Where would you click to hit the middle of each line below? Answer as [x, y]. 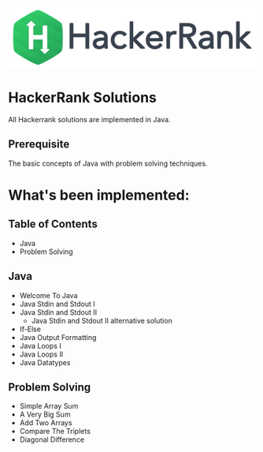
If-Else [30, 329]
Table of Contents [53, 224]
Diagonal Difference [52, 439]
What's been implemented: [99, 195]
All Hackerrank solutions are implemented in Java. [89, 119]
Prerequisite [39, 144]
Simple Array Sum [49, 406]
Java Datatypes [45, 362]
